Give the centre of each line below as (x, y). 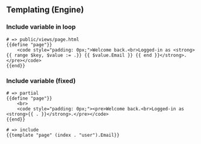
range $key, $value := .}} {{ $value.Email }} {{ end (83, 55)
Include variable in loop (41, 27)
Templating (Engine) (45, 10)
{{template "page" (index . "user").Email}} (63, 135)
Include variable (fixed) (41, 80)
